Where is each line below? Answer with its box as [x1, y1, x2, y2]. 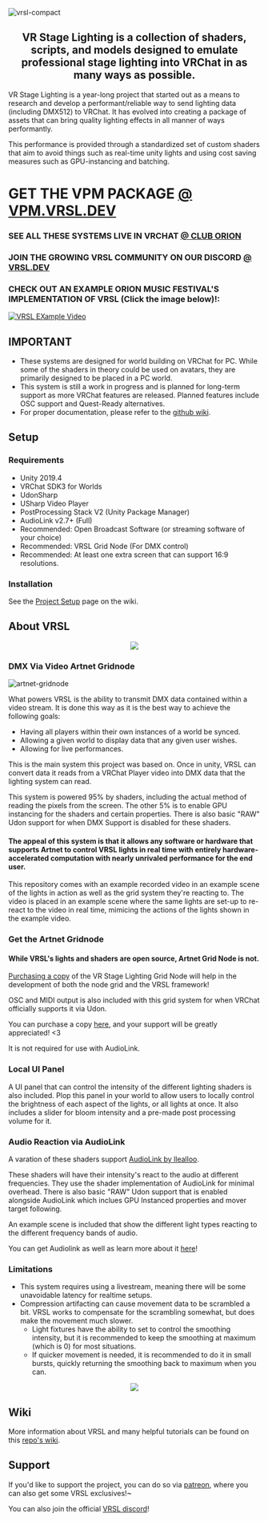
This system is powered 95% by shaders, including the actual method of [8, 792, 247, 802]
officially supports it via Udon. [8, 1004, 107, 1014]
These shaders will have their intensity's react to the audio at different [8, 1169, 239, 1179]
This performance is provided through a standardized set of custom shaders [8, 139, 260, 148]
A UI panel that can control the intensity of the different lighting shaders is [8, 1082, 252, 1092]
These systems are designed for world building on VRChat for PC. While [19, 356, 258, 365]
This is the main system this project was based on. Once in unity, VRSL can [8, 759, 256, 770]
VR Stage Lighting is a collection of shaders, [22, 31, 247, 44]
